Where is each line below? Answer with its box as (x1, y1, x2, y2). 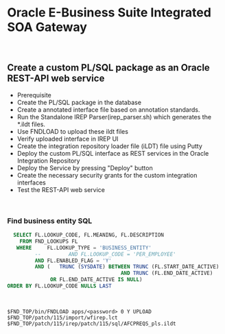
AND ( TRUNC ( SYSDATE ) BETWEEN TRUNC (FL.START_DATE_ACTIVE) (34, 263, 220, 270)
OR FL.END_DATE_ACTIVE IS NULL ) (50, 276, 143, 283)
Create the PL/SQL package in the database (16, 98, 142, 106)
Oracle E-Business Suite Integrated (7, 5, 211, 21)
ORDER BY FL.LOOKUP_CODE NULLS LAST (7, 283, 112, 289)
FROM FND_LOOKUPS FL (19, 238, 78, 245)
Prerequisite (16, 91, 51, 99)
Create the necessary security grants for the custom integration (16, 171, 198, 179)
